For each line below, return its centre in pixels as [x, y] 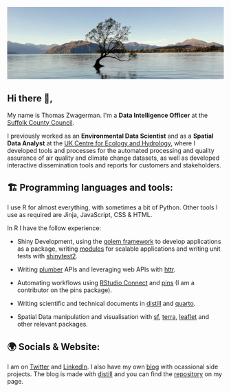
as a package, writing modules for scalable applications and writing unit [119, 249]
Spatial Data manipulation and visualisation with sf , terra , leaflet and [113, 317]
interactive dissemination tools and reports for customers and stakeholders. [114, 165]
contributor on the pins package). [64, 290]
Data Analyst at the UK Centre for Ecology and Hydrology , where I [101, 143]
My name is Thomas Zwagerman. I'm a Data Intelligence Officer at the [108, 115]
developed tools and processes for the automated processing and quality [111, 150]
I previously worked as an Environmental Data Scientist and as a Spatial [110, 136]
